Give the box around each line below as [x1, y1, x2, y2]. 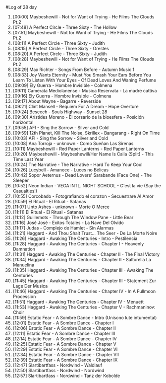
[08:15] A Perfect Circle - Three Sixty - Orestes [12, 46, 109, 51]
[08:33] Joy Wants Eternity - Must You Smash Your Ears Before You [12, 72, 152, 77]
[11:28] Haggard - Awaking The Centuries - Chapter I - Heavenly [12, 241, 144, 246]
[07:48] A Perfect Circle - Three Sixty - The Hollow [12, 24, 117, 30]
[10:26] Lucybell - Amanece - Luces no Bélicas [12, 167, 109, 173]
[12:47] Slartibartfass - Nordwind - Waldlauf [12, 362, 103, 368]
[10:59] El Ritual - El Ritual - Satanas [12, 199, 86, 204]
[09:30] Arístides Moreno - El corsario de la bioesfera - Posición [12, 114, 144, 120]
